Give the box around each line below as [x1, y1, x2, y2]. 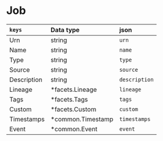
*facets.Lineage [50, 85, 97, 94]
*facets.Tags [50, 95, 88, 103]
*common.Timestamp [50, 115, 114, 123]
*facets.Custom [50, 105, 97, 113]
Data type [50, 26, 80, 34]
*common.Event [50, 125, 98, 133]
